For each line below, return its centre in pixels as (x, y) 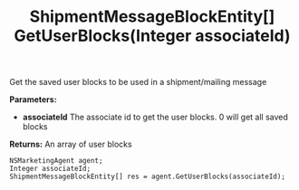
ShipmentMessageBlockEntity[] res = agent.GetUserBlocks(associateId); (147, 177)
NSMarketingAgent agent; (56, 161)
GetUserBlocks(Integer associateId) (152, 36)
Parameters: (33, 100)
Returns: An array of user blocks (71, 144)
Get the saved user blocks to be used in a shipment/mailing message (138, 82)
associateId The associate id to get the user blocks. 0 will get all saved (155, 117)
